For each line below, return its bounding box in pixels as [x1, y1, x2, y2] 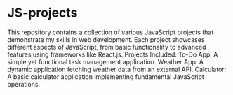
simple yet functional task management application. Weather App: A [7, 57, 204, 66]
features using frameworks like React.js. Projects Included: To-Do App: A [7, 50, 218, 59]
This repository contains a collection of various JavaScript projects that [7, 28, 214, 36]
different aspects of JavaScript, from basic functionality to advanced [7, 43, 206, 51]
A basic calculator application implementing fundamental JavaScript [7, 72, 205, 81]
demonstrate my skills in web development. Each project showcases [7, 35, 205, 43]
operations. [7, 80, 41, 88]
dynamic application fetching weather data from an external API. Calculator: [7, 65, 227, 73]
